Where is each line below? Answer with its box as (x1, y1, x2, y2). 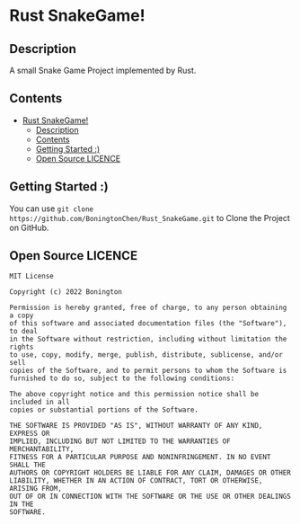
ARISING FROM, (9, 484, 63, 493)
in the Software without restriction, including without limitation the (9, 334, 287, 344)
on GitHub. (9, 222, 49, 233)
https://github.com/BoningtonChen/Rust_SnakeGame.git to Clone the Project (9, 212, 290, 223)
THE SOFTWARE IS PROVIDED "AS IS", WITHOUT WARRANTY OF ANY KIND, (9, 422, 263, 431)
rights (9, 342, 34, 351)
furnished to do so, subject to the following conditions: (9, 374, 235, 383)
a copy (9, 311, 34, 320)
